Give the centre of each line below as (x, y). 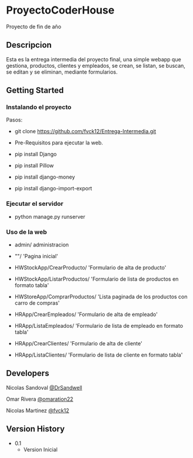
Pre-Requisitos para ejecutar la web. (59, 143)
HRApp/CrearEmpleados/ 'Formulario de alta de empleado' (86, 314)
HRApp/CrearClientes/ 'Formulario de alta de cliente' (78, 344)
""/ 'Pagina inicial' (36, 256)
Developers (28, 373)
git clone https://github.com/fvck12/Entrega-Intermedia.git (85, 131)
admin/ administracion (42, 245)
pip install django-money (45, 177)
